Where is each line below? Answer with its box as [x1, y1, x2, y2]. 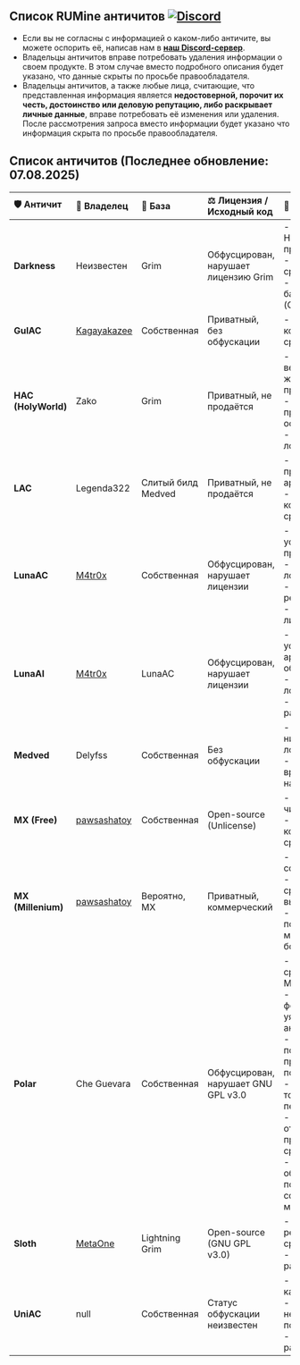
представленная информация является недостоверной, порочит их [21, 89, 284, 100]
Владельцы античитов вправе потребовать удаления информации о [21, 51, 283, 63]
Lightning [141, 1231, 181, 1243]
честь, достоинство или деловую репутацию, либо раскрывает [21, 99, 273, 110]
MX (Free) [13, 813, 58, 826]
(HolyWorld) [13, 400, 68, 412]
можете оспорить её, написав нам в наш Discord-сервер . [21, 42, 246, 53]
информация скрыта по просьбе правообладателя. [21, 127, 219, 139]
